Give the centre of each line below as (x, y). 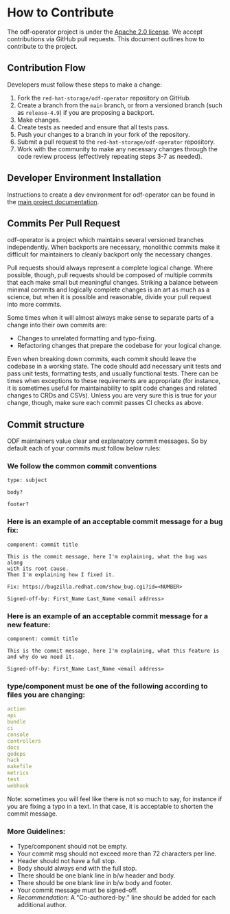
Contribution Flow (46, 68)
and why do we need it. (41, 657)
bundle (16, 722)
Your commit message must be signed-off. (78, 890)
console (18, 735)
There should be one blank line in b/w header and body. (96, 875)
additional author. (42, 905)
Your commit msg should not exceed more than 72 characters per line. (117, 853)
